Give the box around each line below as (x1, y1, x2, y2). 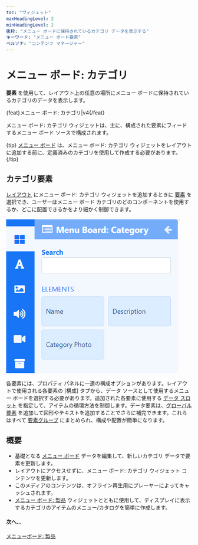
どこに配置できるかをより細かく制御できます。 (21, 205, 134, 212)
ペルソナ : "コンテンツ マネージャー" (6, 41, 85, 47)
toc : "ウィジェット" (6, 9, 51, 15)
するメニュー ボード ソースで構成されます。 (6, 129, 112, 136)
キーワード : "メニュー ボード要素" (6, 34, 81, 41)
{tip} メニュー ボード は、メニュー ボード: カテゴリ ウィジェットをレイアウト (6, 142, 192, 149)
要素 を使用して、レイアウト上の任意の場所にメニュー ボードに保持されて (6, 89, 184, 96)
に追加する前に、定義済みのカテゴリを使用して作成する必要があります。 (6, 149, 181, 156)
